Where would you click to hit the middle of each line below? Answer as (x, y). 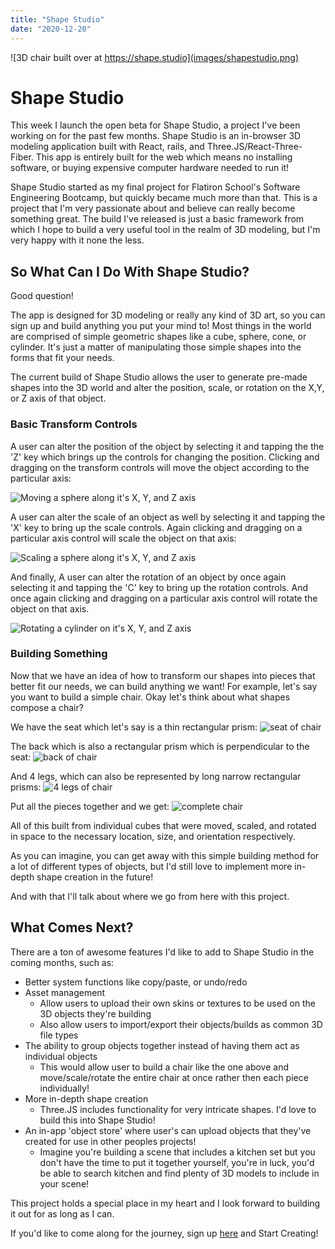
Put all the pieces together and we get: (90, 806)
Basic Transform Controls (74, 424)
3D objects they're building (95, 1013)
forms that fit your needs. (62, 358)
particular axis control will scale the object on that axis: (123, 538)
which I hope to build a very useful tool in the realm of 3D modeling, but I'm (165, 230)
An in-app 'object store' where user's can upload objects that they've (168, 1130)
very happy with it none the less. (77, 240)
